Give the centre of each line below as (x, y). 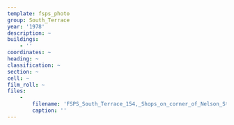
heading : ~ (23, 59)
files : (17, 91)
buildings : (23, 40)
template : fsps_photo (39, 14)
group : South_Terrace (39, 20)
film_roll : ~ (26, 85)
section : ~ (23, 72)
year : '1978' (26, 26)
